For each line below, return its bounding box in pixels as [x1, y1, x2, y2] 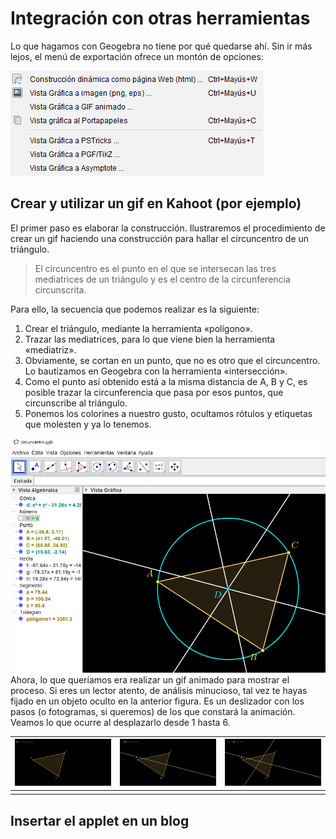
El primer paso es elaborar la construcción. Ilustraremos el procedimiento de [10, 222, 326, 234]
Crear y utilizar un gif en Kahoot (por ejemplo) [10, 195, 302, 212]
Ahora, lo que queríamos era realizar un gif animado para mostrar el [10, 673, 290, 686]
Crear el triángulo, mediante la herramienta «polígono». [24, 322, 253, 334]
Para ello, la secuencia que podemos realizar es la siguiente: [10, 303, 260, 315]
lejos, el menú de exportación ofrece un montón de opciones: [10, 50, 264, 62]
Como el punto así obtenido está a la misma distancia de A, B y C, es [24, 375, 308, 387]
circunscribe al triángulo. [24, 397, 128, 409]
